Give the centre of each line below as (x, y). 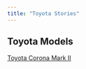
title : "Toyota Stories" (43, 13)
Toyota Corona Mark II (39, 58)
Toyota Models (40, 42)
